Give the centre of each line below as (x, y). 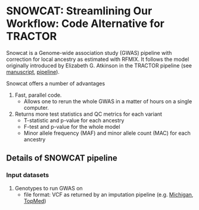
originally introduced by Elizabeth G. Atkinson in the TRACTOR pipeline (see (99, 65)
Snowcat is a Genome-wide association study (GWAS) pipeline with (89, 52)
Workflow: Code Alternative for (85, 24)
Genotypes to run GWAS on (49, 188)
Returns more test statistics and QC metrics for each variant (88, 114)
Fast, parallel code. (38, 95)
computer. (36, 107)
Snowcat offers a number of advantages (56, 83)
